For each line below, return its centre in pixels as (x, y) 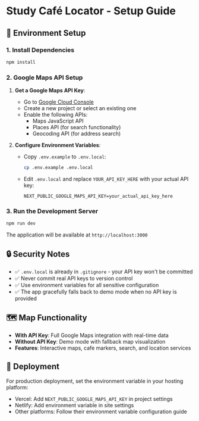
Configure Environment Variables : (58, 145)
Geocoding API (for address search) (77, 134)
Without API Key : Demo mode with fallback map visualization (90, 341)
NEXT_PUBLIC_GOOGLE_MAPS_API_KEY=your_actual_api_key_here (98, 196)
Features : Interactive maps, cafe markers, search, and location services (103, 348)
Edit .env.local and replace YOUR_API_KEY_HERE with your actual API (106, 179)
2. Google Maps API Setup (45, 77)
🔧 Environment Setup (46, 33)
